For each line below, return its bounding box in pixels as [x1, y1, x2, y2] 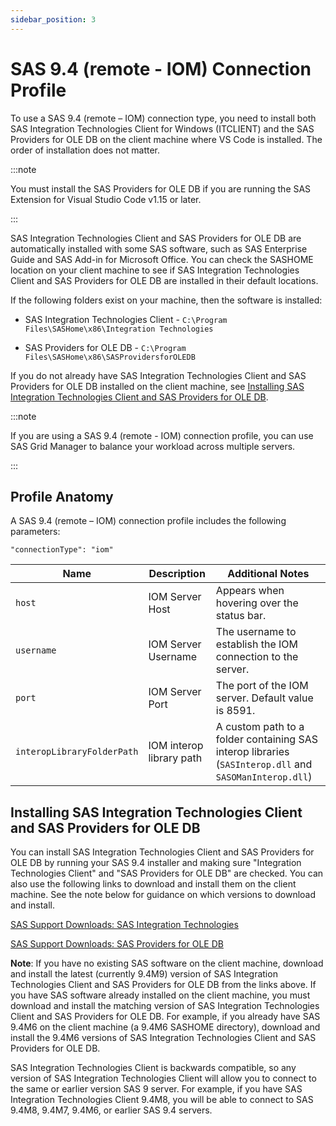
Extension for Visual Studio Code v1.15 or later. [10, 193, 202, 205]
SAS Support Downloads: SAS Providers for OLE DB [10, 938, 224, 950]
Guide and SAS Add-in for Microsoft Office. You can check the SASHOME [10, 253, 314, 265]
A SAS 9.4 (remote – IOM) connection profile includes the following [10, 515, 287, 527]
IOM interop [148, 739, 204, 753]
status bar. [215, 609, 267, 623]
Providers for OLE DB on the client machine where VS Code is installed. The [10, 133, 323, 145]
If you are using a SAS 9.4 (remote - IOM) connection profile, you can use [10, 429, 314, 441]
